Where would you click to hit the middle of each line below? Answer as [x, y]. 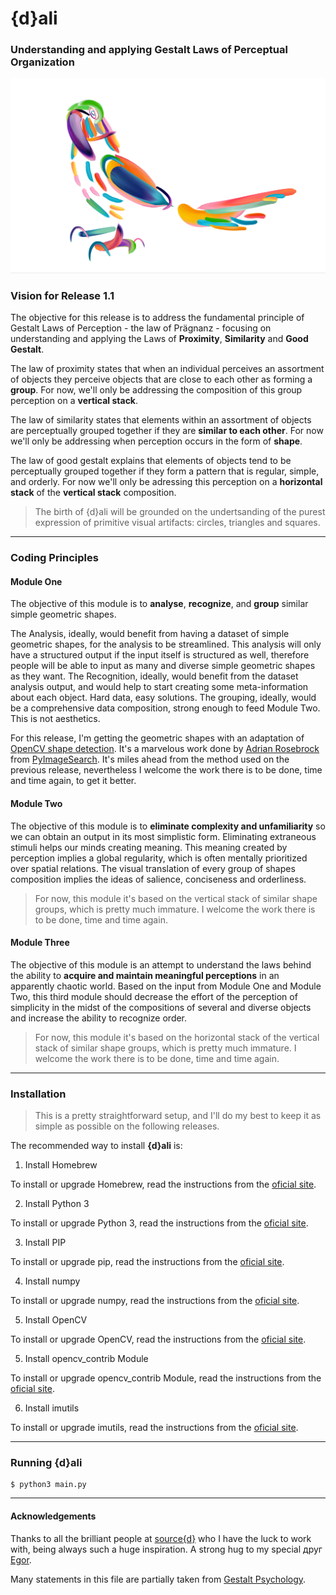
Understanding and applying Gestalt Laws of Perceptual [149, 50]
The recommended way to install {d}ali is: [96, 1146]
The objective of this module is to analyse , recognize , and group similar [159, 604]
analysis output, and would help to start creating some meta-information [159, 687]
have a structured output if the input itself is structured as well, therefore [160, 655]
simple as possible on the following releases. [127, 1126]
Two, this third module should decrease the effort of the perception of [154, 996]
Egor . [21, 1559]
